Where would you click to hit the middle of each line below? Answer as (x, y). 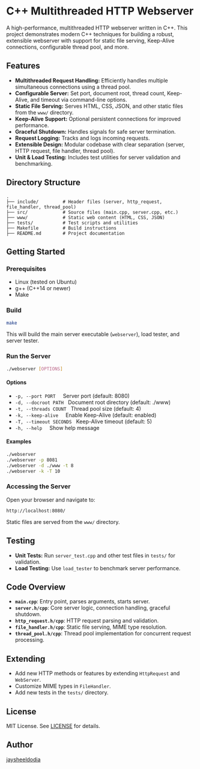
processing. (30, 640)
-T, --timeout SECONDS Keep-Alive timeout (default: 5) (83, 421)
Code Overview (36, 587)
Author (20, 745)
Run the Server (29, 356)
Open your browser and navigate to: (51, 500)
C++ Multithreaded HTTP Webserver (100, 11)
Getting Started (36, 251)
